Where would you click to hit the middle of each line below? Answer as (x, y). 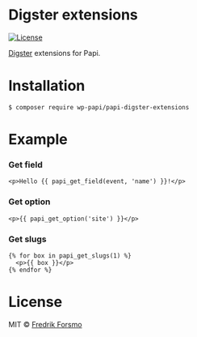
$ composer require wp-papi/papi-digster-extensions (99, 107)
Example (38, 140)
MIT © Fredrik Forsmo (45, 324)
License (36, 302)
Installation (47, 86)
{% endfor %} (30, 270)
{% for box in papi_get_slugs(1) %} (70, 256)
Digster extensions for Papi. (54, 53)
